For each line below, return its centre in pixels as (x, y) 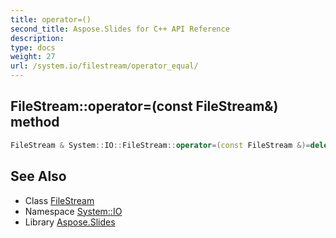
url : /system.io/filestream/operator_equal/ (104, 66)
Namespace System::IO (73, 211)
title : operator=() (51, 19)
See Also (38, 176)
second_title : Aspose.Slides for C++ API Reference (120, 29)
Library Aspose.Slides (70, 222)
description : (37, 38)
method (35, 122)
